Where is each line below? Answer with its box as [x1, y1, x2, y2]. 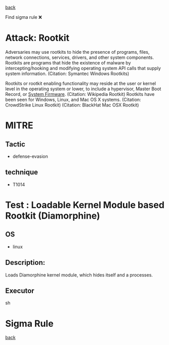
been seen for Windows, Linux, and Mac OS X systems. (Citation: [5, 96, 141, 102]
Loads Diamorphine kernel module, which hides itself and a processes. [5, 271, 153, 278]
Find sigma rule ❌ [5, 14, 42, 20]
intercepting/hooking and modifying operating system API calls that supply [5, 65, 161, 71]
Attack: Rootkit [5, 32, 70, 44]
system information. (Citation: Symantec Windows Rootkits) [5, 71, 130, 77]
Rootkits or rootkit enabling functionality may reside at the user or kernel [5, 80, 156, 86]
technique [5, 168, 38, 177]
